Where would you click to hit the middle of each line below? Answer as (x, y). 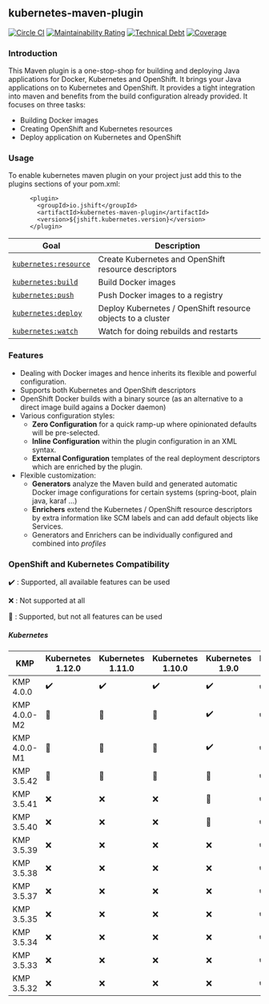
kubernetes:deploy (47, 313)
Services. (48, 526)
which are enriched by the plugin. (87, 466)
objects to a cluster (134, 318)
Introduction (33, 53)
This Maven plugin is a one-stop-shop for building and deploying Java (124, 71)
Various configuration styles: (67, 415)
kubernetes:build (45, 282)
